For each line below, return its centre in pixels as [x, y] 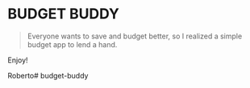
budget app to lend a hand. [72, 44]
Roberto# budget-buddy [48, 75]
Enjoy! [18, 60]
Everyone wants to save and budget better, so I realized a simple [135, 36]
